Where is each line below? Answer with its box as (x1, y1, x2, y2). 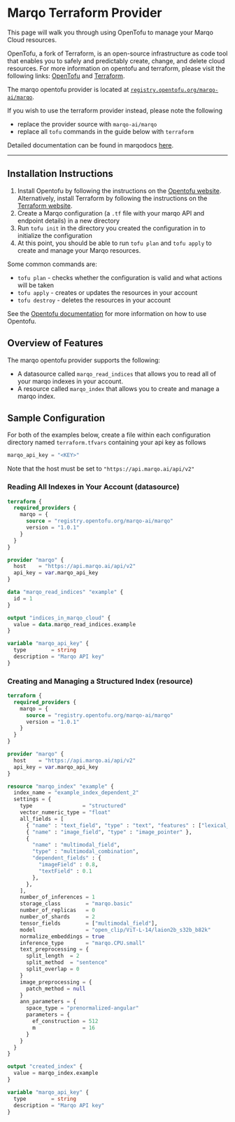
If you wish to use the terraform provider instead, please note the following (7, 106, 222, 114)
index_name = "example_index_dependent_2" (13, 789, 139, 796)
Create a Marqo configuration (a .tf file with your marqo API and (17, 209, 205, 217)
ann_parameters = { (20, 998, 77, 1005)
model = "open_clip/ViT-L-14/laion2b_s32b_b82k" (20, 926, 211, 933)
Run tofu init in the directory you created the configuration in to (17, 223, 206, 232)
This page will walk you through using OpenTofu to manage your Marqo (7, 28, 213, 37)
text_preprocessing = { (20, 946, 90, 953)
